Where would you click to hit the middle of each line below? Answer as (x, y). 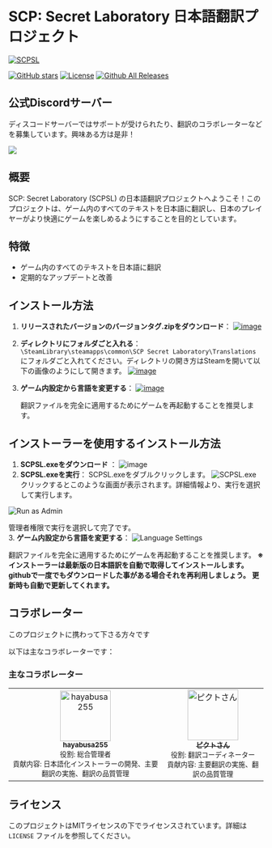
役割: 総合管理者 (85, 754)
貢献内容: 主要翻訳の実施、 (210, 765)
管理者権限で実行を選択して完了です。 (72, 528)
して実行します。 (48, 495)
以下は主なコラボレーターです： (62, 651)
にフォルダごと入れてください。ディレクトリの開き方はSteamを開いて (136, 361)
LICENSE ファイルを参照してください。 (72, 835)
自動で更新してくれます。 (72, 585)
